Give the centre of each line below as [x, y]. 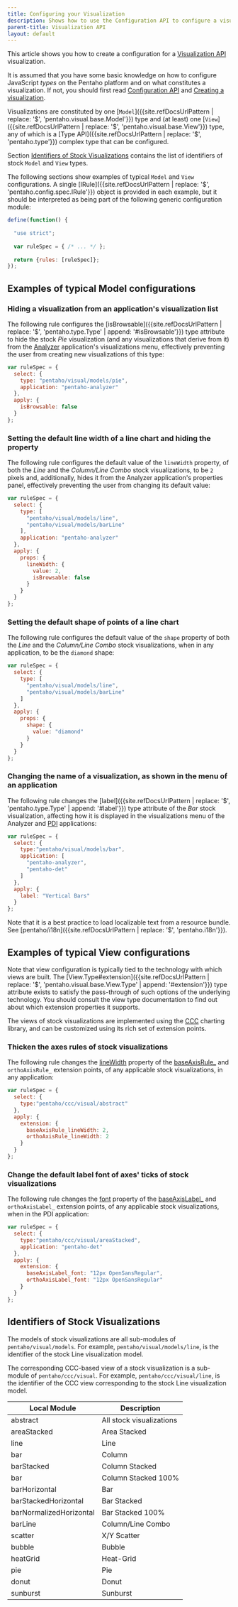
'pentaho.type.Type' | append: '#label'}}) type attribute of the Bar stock [112, 808]
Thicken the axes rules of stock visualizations [88, 1047]
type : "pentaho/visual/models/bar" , [73, 849]
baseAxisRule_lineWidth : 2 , [68, 1130]
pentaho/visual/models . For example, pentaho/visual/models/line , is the [113, 1346]
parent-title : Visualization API [57, 27]
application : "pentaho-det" [61, 1247]
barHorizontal [34, 1489]
